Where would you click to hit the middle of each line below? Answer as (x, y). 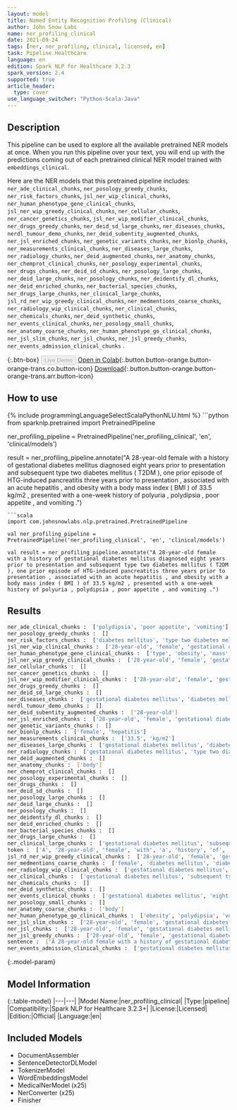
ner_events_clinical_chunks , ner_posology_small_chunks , (91, 323)
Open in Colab (98, 360)
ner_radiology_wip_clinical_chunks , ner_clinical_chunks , (92, 308)
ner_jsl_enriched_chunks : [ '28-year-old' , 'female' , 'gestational (110, 719)
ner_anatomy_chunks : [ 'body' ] (55, 765)
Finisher (29, 1100)
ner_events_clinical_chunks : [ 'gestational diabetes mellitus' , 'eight (118, 896)
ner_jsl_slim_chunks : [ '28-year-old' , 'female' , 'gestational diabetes (118, 922)
